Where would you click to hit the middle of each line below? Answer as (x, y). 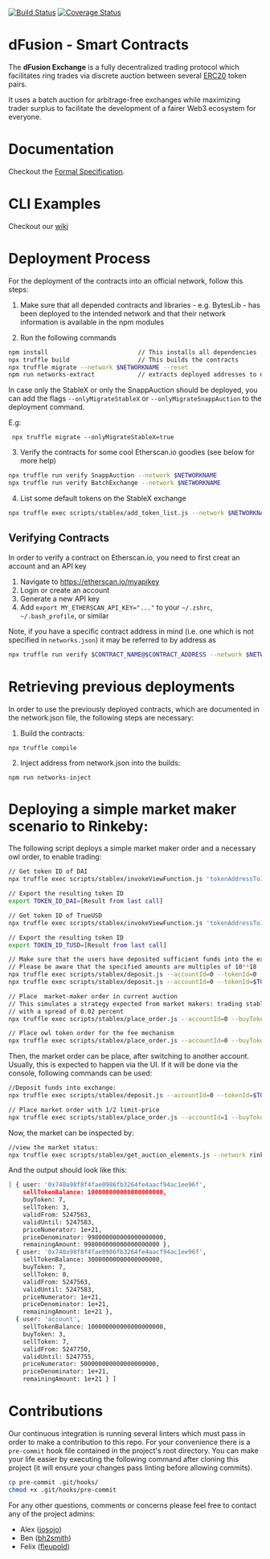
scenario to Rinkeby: (78, 826)
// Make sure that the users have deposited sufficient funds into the (131, 960)
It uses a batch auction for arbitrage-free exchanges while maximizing (125, 100)
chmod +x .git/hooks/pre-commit (62, 1490)
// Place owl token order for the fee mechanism (91, 1033)
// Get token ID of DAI (48, 871)
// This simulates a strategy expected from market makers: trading (125, 1004)
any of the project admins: (52, 1513)
